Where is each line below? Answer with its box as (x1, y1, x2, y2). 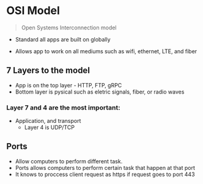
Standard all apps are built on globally (15, 35, 111, 43)
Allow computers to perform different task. (15, 157, 123, 165)
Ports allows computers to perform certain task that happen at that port (15, 164, 196, 171)
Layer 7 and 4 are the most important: (6, 103, 120, 112)
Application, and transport (15, 117, 81, 125)
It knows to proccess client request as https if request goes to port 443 (15, 171, 195, 178)
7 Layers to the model (6, 65, 90, 76)
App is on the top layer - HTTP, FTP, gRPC (15, 81, 122, 89)
